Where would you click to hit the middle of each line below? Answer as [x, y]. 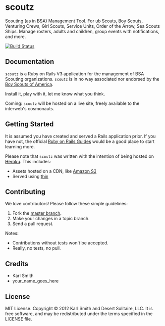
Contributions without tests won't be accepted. [60, 243]
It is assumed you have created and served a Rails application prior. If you [81, 136]
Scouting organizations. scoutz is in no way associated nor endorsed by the [82, 79]
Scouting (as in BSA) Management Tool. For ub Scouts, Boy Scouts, [74, 21]
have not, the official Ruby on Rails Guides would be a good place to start [80, 141]
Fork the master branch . [37, 213]
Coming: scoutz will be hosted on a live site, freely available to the [72, 103]
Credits [17, 264]
